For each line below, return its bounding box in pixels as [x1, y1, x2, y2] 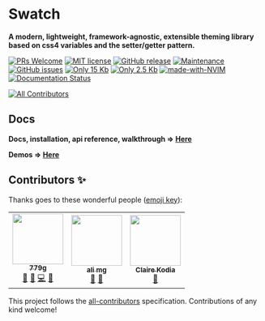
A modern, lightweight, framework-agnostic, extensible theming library [8, 32, 254, 41]
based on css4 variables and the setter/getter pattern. [8, 40, 195, 49]
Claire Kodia [135, 265, 176, 275]
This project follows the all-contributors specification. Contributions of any [8, 296, 258, 306]
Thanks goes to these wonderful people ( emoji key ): [8, 195, 183, 204]
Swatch [8, 5, 61, 24]
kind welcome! [8, 305, 58, 315]
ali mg [86, 265, 107, 275]
